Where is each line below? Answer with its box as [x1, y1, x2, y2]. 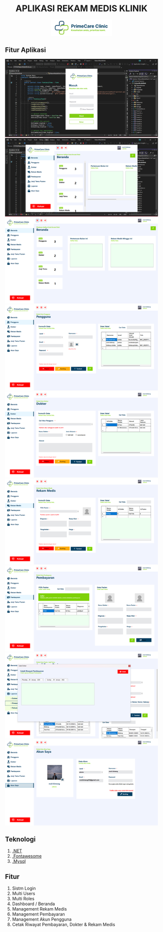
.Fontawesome [12, 853, 42, 859]
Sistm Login [12, 885, 36, 891]
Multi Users [12, 890, 35, 896]
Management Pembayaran [12, 911, 65, 917]
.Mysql [12, 859, 26, 864]
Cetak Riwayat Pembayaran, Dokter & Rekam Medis [12, 921, 115, 927]
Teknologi [5, 835, 36, 843]
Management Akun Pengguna [12, 916, 72, 922]
